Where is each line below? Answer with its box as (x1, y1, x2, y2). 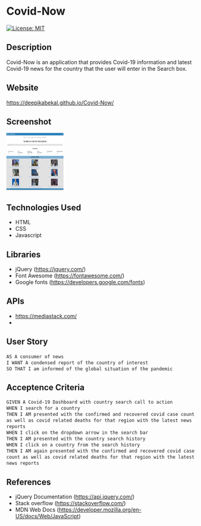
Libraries (6, 249, 41, 260)
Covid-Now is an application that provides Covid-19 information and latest (6, 58, 192, 65)
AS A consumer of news (6, 353, 64, 360)
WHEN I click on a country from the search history (6, 442, 140, 448)
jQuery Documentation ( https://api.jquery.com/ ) (15, 493, 135, 500)
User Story (6, 337, 48, 347)
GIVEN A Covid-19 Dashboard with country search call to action (6, 399, 173, 406)
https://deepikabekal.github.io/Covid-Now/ (6, 99, 114, 106)
